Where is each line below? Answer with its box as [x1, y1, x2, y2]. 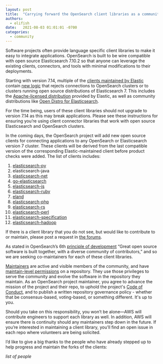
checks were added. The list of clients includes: [5, 153, 101, 159]
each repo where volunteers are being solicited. [5, 329, 101, 335]
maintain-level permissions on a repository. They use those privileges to [5, 268, 149, 274]
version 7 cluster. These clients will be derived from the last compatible [5, 143, 148, 149]
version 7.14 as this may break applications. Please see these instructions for [5, 113, 158, 119]
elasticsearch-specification [12, 214, 67, 220]
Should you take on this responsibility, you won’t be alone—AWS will [5, 309, 142, 314]
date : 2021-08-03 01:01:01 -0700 [5, 25, 77, 30]
